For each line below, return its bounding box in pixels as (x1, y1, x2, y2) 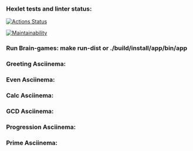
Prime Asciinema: (6, 139, 57, 147)
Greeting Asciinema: (6, 60, 66, 68)
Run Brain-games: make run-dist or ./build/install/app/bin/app (6, 44, 188, 52)
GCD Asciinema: (6, 107, 54, 115)
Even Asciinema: (6, 76, 55, 84)
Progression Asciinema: (6, 123, 76, 131)
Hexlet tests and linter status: (6, 5, 92, 13)
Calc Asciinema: (6, 91, 54, 99)
